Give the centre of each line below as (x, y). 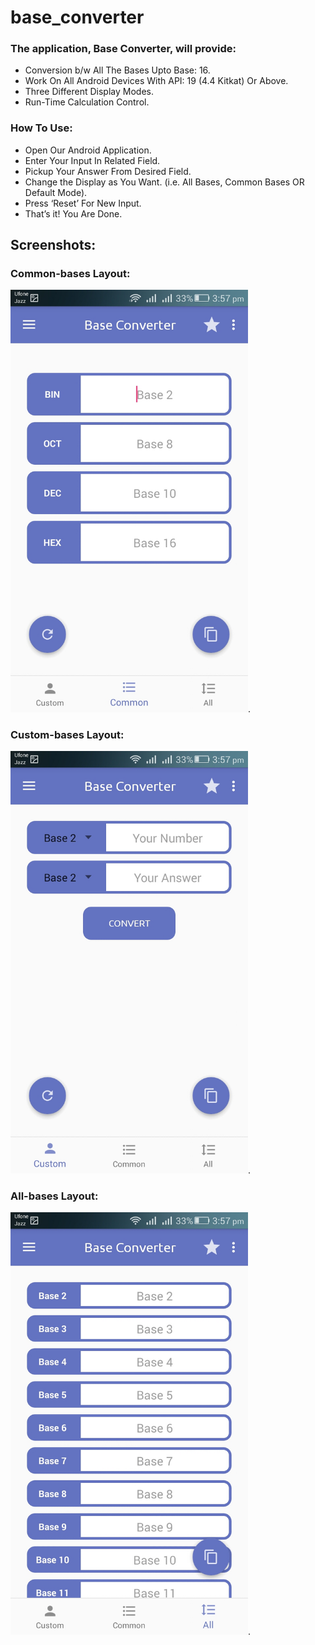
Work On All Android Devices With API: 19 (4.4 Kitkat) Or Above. (156, 81)
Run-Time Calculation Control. (87, 102)
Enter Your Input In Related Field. (92, 160)
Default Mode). (56, 192)
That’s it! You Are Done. (73, 213)
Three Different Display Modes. (89, 92)
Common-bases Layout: (70, 274)
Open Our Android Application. (88, 150)
